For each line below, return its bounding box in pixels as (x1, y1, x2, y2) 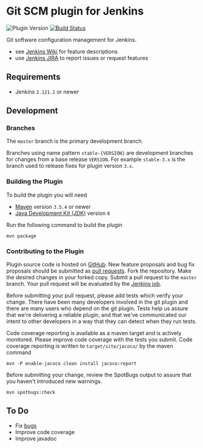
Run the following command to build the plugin (6, 221, 123, 228)
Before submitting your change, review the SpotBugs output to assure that (6, 372, 192, 379)
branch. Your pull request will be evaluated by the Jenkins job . (6, 280, 162, 288)
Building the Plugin (6, 177, 64, 186)
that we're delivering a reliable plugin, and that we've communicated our (6, 311, 187, 319)
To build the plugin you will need (6, 191, 87, 199)
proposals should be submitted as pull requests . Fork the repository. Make (6, 267, 192, 274)
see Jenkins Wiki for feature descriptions (15, 47, 118, 55)
